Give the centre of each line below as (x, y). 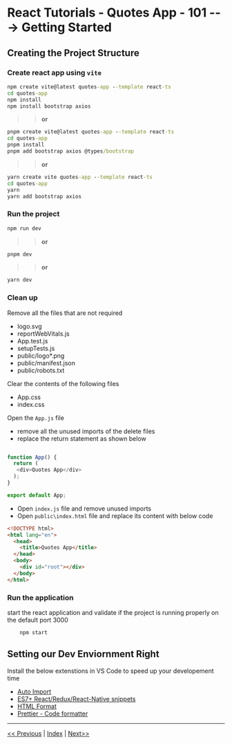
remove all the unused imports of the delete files (86, 431)
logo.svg (30, 326)
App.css (29, 397)
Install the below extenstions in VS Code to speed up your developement (110, 671)
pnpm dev (20, 254)
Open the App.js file (36, 418)
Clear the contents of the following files (63, 383)
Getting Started (67, 27)
